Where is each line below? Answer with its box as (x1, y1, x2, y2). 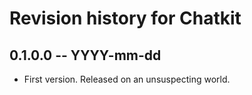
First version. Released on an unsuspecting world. (23, 73, 231, 85)
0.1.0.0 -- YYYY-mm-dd (9, 47, 162, 64)
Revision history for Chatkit (9, 7, 242, 30)
